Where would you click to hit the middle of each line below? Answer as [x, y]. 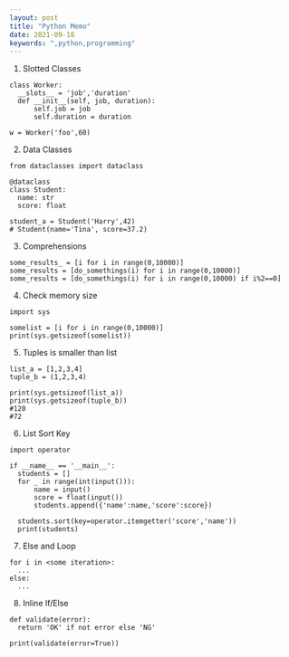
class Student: [38, 190]
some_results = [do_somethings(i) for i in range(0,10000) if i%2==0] [145, 279]
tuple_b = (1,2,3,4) [48, 377]
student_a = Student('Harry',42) [72, 222]
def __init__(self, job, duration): [87, 101]
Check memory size [60, 296]
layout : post [34, 18]
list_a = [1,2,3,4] [46, 369]
